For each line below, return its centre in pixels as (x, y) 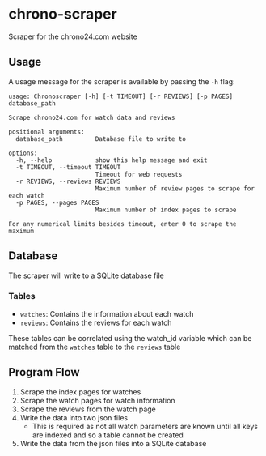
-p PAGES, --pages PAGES (57, 202)
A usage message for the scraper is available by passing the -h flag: (122, 81)
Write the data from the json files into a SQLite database (113, 443)
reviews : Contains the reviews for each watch (96, 322)
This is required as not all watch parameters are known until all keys (145, 426)
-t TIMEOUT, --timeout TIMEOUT (68, 167)
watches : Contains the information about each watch (107, 313)
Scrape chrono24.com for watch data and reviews (92, 117)
